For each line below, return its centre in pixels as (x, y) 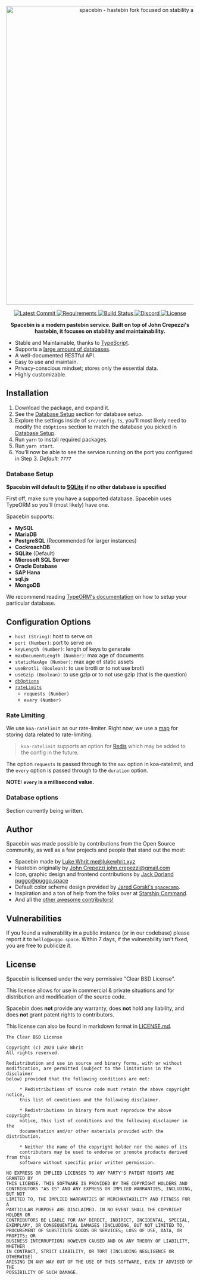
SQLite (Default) (35, 553)
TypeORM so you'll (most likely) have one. (58, 505)
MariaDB (26, 534)
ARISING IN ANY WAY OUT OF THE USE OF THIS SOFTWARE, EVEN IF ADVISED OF (100, 1262)
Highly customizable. (40, 374)
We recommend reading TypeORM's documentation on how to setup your (97, 597)
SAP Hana (27, 572)
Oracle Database (36, 566)
